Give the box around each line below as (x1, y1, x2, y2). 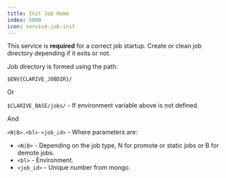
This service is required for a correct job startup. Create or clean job (7, 42, 202, 50)
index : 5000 (7, 17, 41, 23)
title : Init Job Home (7, 10, 70, 17)
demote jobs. (17, 149, 55, 157)
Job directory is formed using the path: (7, 63, 119, 71)
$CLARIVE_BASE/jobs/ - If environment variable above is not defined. (7, 101, 199, 110)
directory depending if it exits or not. (7, 49, 111, 57)
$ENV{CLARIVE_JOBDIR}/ (7, 76, 72, 83)
